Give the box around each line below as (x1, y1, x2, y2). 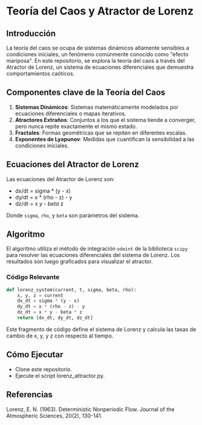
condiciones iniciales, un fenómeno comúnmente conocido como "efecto (6, 51, 189, 58)
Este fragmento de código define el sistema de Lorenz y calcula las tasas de (6, 325, 197, 333)
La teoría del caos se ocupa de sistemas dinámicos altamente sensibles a (6, 44, 189, 51)
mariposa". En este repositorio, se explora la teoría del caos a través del (6, 57, 185, 64)
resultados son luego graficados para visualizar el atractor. (6, 258, 153, 265)
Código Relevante (6, 273, 60, 281)
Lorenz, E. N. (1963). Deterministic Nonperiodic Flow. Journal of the (6, 406, 175, 413)
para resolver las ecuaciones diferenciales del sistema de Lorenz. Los (6, 252, 180, 259)
